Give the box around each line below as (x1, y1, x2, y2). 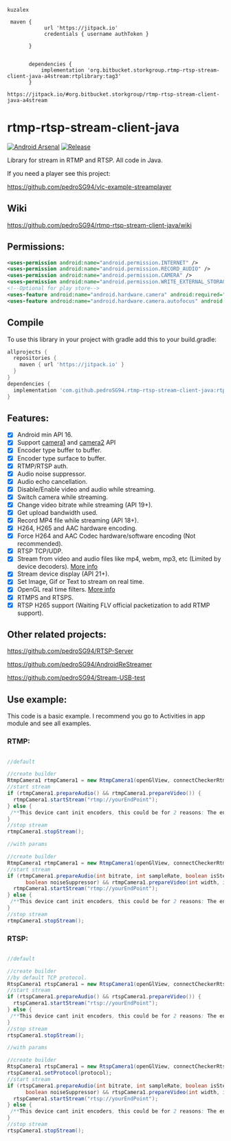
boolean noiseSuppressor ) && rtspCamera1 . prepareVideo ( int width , (25, 1089, 220, 1095)
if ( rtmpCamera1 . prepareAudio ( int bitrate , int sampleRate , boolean (7, 872, 208, 879)
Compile (7, 317, 44, 329)
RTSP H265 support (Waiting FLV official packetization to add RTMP (16, 600, 210, 609)
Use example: (7, 694, 67, 705)
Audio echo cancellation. (16, 477, 88, 485)
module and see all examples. (7, 719, 91, 727)
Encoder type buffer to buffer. (16, 446, 102, 454)
